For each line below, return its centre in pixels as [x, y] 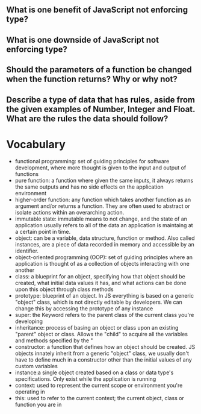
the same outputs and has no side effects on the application [89, 187]
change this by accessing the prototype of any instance [84, 308]
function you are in [38, 404]
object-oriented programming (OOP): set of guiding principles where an [104, 257]
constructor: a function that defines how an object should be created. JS [105, 347]
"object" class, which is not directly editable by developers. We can [98, 302]
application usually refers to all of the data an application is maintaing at [104, 225]
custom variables [36, 366]
